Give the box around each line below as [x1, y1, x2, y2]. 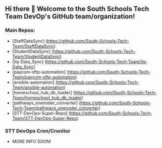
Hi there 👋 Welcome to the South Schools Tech [5, 5, 149, 13]
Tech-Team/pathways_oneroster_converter [12, 105, 99, 111]
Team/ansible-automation [12, 84, 64, 90]
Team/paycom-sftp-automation [12, 74, 76, 80]
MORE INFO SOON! [12, 138, 51, 144]
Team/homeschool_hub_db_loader [12, 95, 82, 100]
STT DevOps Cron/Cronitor [5, 127, 71, 134]
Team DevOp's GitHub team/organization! [5, 13, 135, 21]
